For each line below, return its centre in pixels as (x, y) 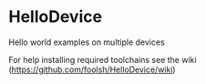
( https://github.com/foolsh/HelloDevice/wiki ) (92, 69)
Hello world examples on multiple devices (87, 42)
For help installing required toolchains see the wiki (103, 59)
